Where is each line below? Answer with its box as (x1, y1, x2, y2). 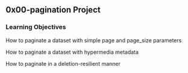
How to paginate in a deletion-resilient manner (5, 60, 121, 67)
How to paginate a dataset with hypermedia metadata (5, 48, 139, 56)
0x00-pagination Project (5, 5, 101, 15)
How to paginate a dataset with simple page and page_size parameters (5, 36, 182, 44)
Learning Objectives (5, 23, 67, 31)
